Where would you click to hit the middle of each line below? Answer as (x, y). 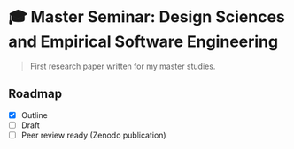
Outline (34, 115)
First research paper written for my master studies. (123, 66)
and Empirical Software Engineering (143, 42)
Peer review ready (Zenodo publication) (93, 135)
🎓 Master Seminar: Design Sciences (147, 17)
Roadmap (35, 94)
